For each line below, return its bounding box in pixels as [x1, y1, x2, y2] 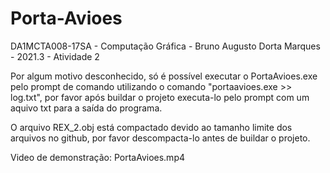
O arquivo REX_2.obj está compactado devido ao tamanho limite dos [10, 121, 293, 133]
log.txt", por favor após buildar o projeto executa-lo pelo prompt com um [10, 91, 310, 103]
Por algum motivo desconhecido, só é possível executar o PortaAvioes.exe [10, 70, 318, 82]
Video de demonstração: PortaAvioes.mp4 [10, 151, 186, 163]
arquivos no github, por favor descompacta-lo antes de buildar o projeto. [10, 132, 311, 144]
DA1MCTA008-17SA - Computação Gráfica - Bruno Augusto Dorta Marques [10, 40, 321, 52]
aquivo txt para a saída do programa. [10, 102, 163, 114]
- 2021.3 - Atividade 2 [10, 50, 100, 62]
